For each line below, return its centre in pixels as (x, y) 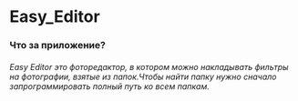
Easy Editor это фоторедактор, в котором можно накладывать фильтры (149, 66)
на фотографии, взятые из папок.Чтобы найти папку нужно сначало (143, 76)
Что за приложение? (58, 45)
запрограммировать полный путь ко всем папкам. (109, 86)
